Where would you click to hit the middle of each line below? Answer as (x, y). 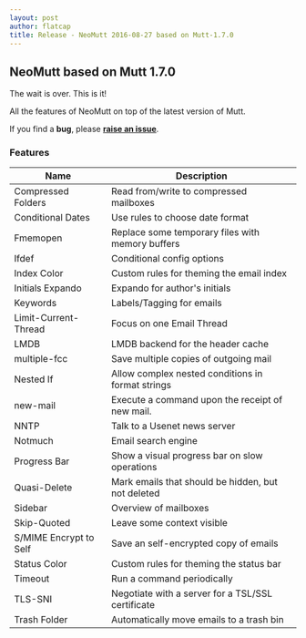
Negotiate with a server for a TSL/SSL (192, 593)
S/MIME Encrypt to (54, 538)
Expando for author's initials (171, 288)
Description (202, 176)
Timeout (32, 579)
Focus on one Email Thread (169, 324)
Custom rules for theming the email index (199, 273)
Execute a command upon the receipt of (197, 400)
